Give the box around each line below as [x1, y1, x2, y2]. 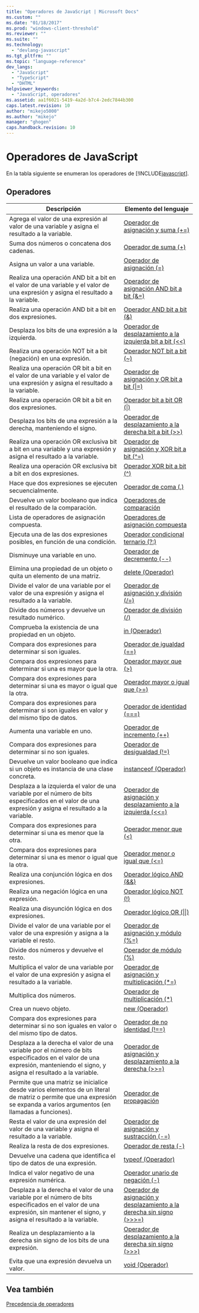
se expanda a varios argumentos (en [9, 1100, 111, 1108]
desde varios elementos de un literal [9, 1085, 110, 1093]
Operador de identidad [123, 702, 187, 710]
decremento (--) [123, 555, 172, 563]
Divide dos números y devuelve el [9, 945, 104, 954]
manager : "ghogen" [6, 119, 52, 125]
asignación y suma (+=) [123, 226, 190, 234]
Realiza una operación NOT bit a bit [9, 347, 108, 355]
